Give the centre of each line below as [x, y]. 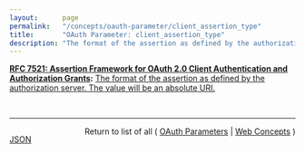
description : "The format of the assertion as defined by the [129, 43]
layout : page [44, 18]
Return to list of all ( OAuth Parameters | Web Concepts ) [190, 131]
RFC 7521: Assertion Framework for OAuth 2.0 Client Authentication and [149, 69]
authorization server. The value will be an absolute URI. [113, 88]
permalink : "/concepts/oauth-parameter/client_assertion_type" [135, 26]
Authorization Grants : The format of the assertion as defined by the [137, 79]
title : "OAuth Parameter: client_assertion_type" [117, 34]
